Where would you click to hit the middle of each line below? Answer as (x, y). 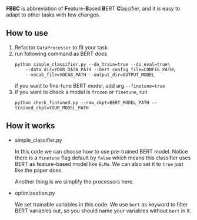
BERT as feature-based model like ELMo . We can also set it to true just (99, 164)
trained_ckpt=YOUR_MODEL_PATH (52, 108)
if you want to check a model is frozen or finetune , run (81, 92)
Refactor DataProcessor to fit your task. (62, 47)
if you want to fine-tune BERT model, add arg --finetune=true (90, 85)
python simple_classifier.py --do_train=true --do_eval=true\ (92, 64)
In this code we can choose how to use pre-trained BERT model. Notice (101, 151)
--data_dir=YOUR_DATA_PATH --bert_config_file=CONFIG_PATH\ (101, 69)
